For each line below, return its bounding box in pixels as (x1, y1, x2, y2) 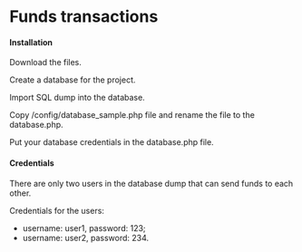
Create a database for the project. (9, 74, 136, 85)
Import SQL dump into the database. (9, 92, 145, 103)
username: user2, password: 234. (22, 232, 150, 243)
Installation (9, 36, 53, 47)
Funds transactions (9, 6, 159, 27)
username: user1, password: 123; (22, 222, 147, 233)
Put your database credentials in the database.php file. (9, 137, 215, 148)
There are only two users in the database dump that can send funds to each (9, 178, 294, 189)
